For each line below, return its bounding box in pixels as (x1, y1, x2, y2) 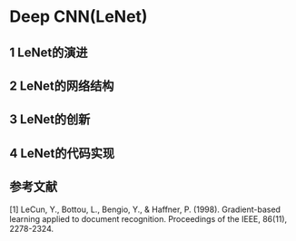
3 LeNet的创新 (9, 111, 91, 128)
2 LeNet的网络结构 (9, 78, 114, 93)
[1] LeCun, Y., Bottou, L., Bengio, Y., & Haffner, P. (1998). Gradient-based (9, 204, 281, 215)
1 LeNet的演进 (9, 44, 88, 60)
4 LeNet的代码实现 (9, 145, 115, 160)
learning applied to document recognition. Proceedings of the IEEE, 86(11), (9, 213, 288, 224)
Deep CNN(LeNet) (9, 6, 148, 27)
